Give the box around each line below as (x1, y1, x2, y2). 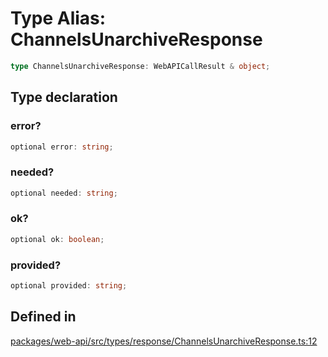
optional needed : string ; (10, 188, 118, 198)
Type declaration (10, 89, 118, 106)
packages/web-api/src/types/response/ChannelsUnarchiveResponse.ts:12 (10, 335, 318, 347)
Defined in (10, 308, 77, 326)
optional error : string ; (10, 142, 114, 152)
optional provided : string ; (10, 281, 128, 291)
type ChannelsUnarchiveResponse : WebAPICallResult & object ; (10, 61, 271, 71)
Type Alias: (10, 7, 107, 30)
